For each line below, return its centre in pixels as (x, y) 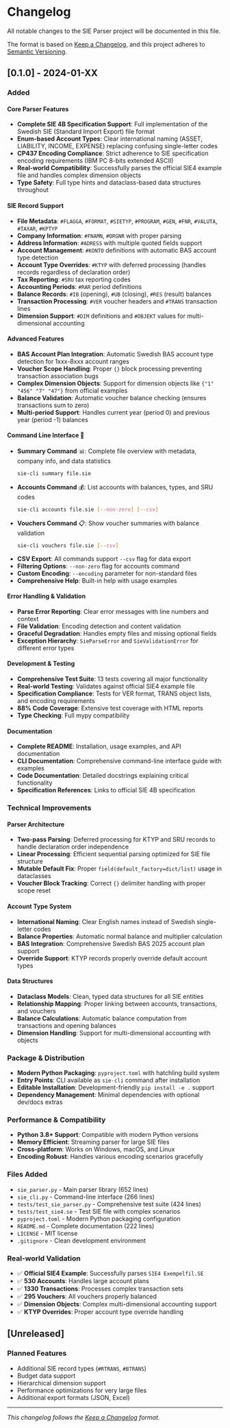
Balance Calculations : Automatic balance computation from (102, 1018)
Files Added (27, 1175)
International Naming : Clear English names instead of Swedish (106, 921)
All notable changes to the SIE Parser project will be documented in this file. (114, 31)
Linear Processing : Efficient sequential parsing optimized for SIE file (114, 854)
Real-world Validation (44, 1258)
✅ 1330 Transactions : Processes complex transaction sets (100, 1289)
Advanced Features (36, 339)
